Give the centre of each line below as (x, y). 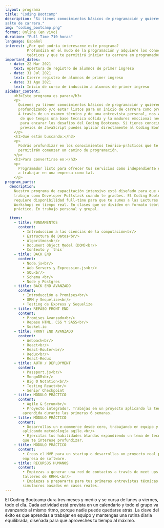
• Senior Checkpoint (43, 390)
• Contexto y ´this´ (43, 250)
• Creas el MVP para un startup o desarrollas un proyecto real (89, 454)
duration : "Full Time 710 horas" (39, 37)
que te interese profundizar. (53, 440)
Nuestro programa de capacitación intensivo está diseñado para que (85, 191)
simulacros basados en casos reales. (61, 486)
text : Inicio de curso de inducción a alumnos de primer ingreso (82, 87)
